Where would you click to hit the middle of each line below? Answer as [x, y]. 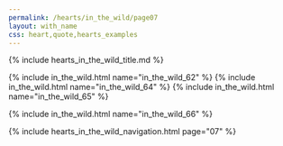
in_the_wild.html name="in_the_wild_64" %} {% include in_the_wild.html [141, 87]
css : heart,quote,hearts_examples [73, 34]
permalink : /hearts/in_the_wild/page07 [83, 18]
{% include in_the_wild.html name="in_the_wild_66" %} [111, 114]
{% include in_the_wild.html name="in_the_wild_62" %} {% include [132, 78]
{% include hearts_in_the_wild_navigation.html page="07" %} [122, 132]
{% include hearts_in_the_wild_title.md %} [86, 60]
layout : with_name [43, 26]
